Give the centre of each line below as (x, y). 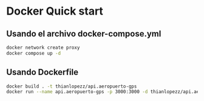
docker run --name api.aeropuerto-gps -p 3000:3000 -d (77, 92)
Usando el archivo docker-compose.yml (84, 34)
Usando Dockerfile (42, 72)
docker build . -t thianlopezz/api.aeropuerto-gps (72, 86)
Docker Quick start (55, 11)
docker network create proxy (43, 47)
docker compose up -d (34, 53)
